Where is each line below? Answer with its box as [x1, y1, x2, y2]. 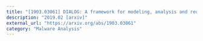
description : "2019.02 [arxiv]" [6, 14, 88, 20]
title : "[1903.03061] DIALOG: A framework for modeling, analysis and [6, 8, 188, 15]
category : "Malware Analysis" [6, 25, 83, 32]
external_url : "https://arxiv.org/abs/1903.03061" [6, 20, 137, 26]
